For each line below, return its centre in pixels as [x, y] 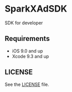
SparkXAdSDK [36, 9]
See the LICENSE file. [27, 84]
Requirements [27, 39]
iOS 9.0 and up [27, 51]
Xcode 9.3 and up [30, 56]
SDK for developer [24, 23]
